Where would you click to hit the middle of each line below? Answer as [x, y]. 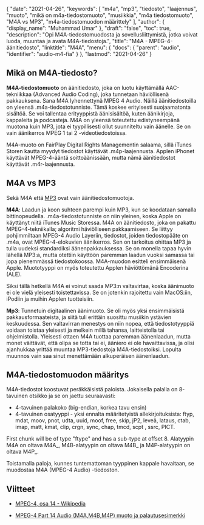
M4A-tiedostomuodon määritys [68, 375]
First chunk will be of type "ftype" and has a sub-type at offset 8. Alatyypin [100, 439]
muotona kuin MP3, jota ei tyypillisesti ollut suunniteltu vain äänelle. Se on [99, 126]
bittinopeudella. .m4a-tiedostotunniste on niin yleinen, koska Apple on [94, 216]
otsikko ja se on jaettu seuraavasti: [73, 396]
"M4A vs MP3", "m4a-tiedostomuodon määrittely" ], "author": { [86, 22]
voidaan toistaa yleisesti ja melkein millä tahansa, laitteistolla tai [85, 330]
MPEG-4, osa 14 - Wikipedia [50, 504]
